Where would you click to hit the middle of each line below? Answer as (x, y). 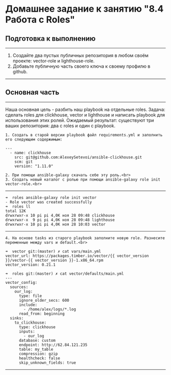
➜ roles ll (18, 207)
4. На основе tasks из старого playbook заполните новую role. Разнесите (85, 238)
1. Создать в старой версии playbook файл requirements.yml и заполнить (84, 135)
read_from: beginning (42, 313)
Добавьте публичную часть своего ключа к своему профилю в (81, 66)
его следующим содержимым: (34, 139)
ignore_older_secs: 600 (44, 300)
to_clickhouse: (31, 323)
